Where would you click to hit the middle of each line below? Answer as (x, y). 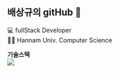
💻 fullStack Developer (39, 30)
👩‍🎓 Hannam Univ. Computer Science (60, 40)
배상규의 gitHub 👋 (44, 13)
